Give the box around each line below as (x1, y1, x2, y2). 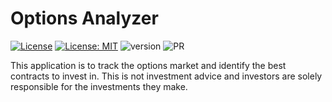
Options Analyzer (10, 7, 159, 30)
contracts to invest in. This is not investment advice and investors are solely (10, 70, 323, 82)
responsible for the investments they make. (10, 80, 188, 92)
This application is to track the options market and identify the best (10, 59, 287, 71)
